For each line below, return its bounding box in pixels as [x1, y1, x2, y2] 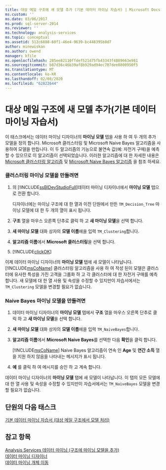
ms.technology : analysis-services [5, 30, 77, 35]
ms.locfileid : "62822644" [5, 81, 58, 86]
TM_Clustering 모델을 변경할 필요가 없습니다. [5, 284, 92, 290]
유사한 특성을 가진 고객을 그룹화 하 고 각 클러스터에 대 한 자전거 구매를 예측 [14, 271, 158, 277]
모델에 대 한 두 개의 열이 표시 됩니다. [21, 207, 91, 213]
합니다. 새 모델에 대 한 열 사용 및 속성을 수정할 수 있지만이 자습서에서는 [5, 277, 141, 283]
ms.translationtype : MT [5, 67, 54, 72]
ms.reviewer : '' [5, 26, 39, 31]
